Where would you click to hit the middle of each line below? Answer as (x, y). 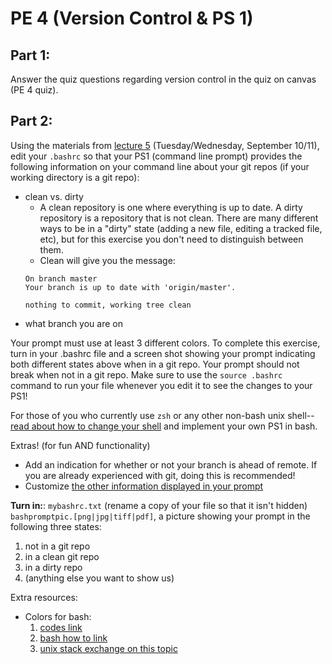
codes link (61, 627)
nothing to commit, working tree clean (108, 305)
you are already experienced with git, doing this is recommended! (160, 475)
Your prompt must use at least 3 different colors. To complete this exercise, (165, 343)
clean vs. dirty (54, 196)
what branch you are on (73, 323)
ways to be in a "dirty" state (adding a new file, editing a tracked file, (181, 228)
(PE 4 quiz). (34, 90)
